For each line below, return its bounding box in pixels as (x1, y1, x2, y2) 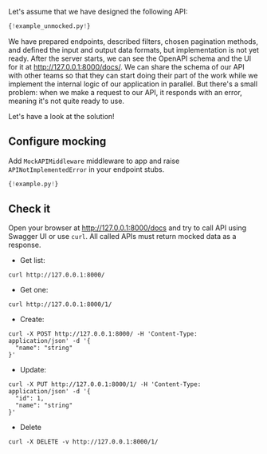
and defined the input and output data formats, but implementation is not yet (8, 45, 259, 54)
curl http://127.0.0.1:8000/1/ (8, 301, 112, 309)
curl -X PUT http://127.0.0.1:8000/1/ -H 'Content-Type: (8, 380, 202, 388)
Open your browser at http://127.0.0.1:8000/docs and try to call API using (8, 223, 247, 233)
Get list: (19, 256, 45, 265)
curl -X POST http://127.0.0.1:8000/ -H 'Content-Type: (8, 330, 198, 338)
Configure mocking (8, 135, 107, 149)
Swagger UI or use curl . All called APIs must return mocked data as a (8, 232, 237, 241)
